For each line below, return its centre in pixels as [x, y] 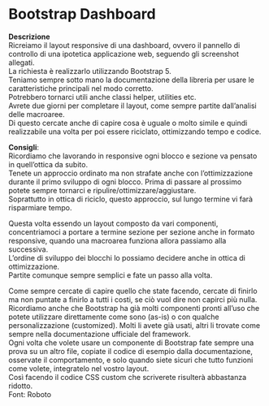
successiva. [28, 249]
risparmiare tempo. [40, 207]
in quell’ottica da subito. [48, 164]
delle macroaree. [37, 114]
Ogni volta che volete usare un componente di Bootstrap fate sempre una [131, 343]
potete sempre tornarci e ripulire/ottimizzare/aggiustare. [102, 190]
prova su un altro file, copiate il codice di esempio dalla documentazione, [131, 351]
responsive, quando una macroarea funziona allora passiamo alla [117, 240]
